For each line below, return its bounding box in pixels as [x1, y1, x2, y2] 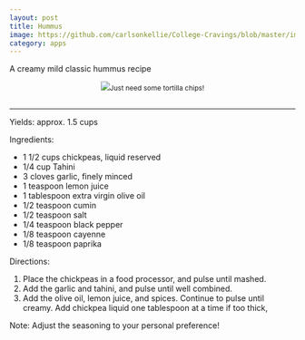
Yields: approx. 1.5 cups [9, 117, 98, 128]
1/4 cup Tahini [22, 161, 75, 172]
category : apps [9, 38, 67, 48]
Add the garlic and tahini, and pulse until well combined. [22, 283, 233, 295]
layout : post [9, 13, 59, 23]
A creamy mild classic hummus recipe [9, 63, 152, 74]
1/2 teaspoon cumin [22, 200, 97, 211]
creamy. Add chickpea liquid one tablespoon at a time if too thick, [22, 303, 269, 314]
